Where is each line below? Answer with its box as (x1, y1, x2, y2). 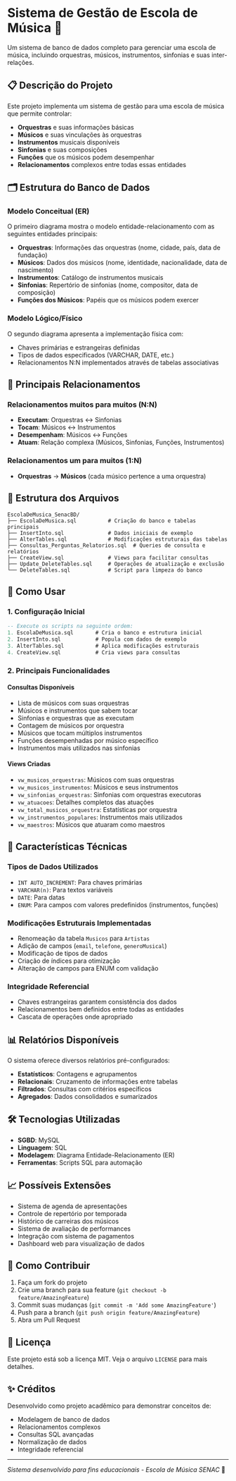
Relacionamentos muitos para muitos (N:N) (7, 400, 158, 410)
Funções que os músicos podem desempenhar (17, 153, 155, 161)
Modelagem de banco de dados (17, 1415, 110, 1424)
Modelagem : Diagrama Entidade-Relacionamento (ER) (17, 1150, 176, 1159)
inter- (211, 51, 228, 59)
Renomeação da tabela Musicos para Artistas (17, 934, 150, 942)
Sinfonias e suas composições (17, 145, 107, 154)
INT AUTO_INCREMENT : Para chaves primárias (17, 878, 143, 886)
